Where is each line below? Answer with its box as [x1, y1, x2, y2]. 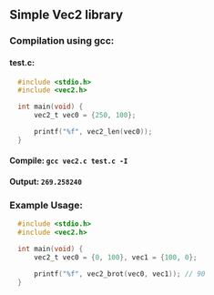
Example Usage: [9, 198, 84, 211]
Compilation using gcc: [9, 35, 115, 47]
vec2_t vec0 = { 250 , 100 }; [33, 111, 137, 120]
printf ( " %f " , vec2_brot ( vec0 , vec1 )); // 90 [33, 269, 206, 279]
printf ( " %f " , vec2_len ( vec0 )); [33, 127, 153, 137]
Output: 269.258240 [9, 176, 82, 187]
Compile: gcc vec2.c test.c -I [9, 155, 128, 167]
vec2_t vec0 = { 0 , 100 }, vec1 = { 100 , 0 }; [33, 252, 198, 262]
